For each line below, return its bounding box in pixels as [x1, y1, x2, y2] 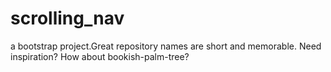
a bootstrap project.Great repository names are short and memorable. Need [10, 40, 322, 52]
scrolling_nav [10, 7, 125, 30]
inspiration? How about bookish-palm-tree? [10, 50, 190, 62]
